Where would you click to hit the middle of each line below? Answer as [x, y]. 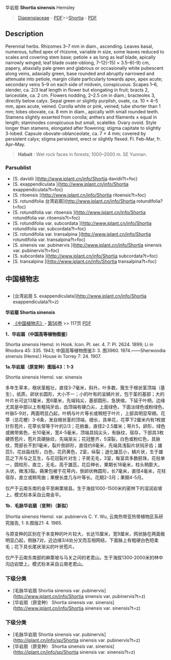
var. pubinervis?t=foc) [36, 251]
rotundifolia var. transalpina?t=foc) [49, 239]
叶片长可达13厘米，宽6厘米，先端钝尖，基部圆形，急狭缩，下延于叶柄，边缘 [85, 400]
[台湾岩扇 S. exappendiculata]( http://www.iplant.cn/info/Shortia [80, 296]
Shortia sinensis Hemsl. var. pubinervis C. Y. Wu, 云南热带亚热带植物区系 [82, 516]
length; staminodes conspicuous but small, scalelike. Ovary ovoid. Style [81, 123]
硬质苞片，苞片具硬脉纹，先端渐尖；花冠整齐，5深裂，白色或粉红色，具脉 [83, 439]
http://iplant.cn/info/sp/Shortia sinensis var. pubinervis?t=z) [78, 641]
